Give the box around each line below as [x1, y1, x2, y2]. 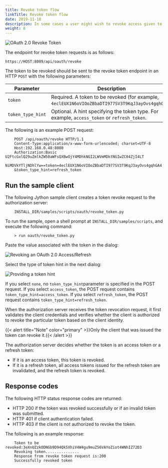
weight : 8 [5, 26, 26, 31]
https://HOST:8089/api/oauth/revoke [5, 59, 81, 64]
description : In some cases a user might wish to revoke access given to [5, 21, 162, 27]
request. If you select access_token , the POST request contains [5, 286, 135, 292]
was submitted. [12, 410, 44, 416]
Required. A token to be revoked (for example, [50, 94, 159, 101]
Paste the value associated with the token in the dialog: [5, 242, 119, 248]
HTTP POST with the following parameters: [5, 73, 91, 79]
